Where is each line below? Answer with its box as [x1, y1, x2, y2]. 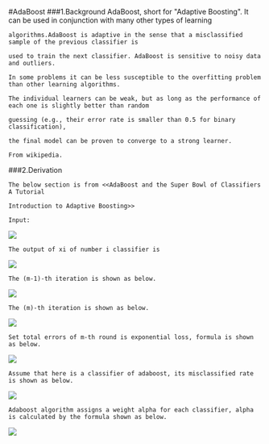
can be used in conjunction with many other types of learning [8, 15, 213, 25]
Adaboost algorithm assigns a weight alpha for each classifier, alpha [8, 406, 254, 414]
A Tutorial [8, 188, 45, 196]
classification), [8, 123, 67, 131]
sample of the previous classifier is [8, 38, 139, 46]
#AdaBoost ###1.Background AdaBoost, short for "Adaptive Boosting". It [8, 7, 249, 16]
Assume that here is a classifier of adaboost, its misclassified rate [8, 370, 254, 378]
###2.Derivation [8, 165, 63, 174]
